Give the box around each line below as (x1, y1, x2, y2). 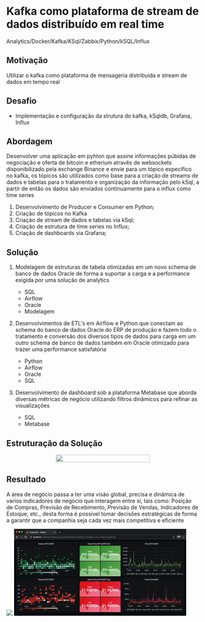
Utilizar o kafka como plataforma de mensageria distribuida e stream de (6, 72, 188, 79)
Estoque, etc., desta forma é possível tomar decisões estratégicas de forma (6, 510, 198, 517)
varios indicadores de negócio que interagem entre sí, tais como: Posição (6, 497, 192, 504)
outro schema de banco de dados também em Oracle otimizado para (15, 339, 190, 347)
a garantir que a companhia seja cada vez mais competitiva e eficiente (6, 516, 184, 524)
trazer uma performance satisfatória (15, 346, 107, 353)
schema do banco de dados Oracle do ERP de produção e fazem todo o (15, 326, 197, 334)
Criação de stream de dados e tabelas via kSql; (15, 216, 135, 224)
